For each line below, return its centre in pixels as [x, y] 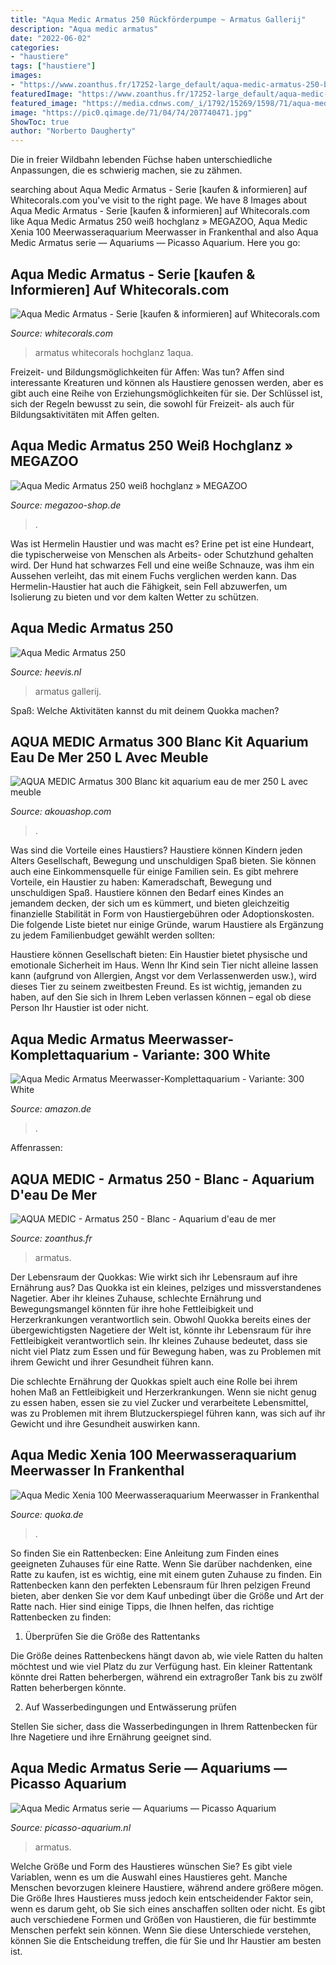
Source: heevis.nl [46, 672]
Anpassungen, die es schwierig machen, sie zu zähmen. [126, 170]
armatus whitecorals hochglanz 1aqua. [114, 352]
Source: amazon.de [51, 1109]
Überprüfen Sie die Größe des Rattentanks [112, 1636]
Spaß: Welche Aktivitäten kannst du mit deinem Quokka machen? [145, 710]
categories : [35, 47]
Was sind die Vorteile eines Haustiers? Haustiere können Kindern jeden [156, 850]
